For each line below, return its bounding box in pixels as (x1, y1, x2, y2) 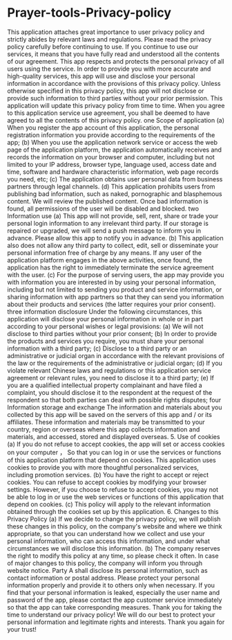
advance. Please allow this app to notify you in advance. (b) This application (7, 233, 224, 242)
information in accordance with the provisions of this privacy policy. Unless (7, 79, 221, 87)
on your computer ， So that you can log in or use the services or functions (7, 448, 222, 456)
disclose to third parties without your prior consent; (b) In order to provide (7, 329, 217, 337)
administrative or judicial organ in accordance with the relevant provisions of (7, 351, 224, 359)
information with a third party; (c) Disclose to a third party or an (7, 344, 188, 353)
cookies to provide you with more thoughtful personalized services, (7, 463, 199, 472)
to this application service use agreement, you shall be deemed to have (7, 109, 211, 117)
